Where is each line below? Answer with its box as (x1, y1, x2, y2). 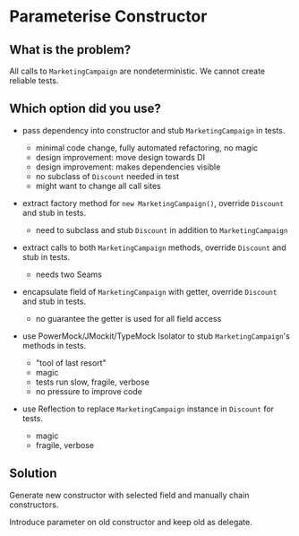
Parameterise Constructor (9, 6, 208, 27)
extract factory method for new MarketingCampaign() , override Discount (21, 197, 285, 208)
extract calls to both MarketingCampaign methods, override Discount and (21, 242, 286, 253)
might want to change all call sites (35, 180, 161, 191)
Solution (9, 466, 57, 481)
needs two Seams (35, 269, 103, 280)
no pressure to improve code (35, 385, 143, 396)
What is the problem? (9, 42, 132, 57)
